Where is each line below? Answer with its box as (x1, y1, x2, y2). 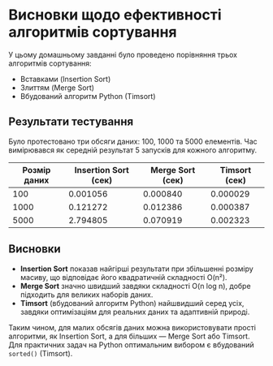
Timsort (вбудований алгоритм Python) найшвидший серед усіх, (19, 298, 245, 308)
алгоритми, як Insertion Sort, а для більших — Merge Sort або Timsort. (8, 331, 250, 341)
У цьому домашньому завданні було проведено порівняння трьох (8, 50, 238, 59)
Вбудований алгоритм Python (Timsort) (19, 91, 156, 101)
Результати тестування (8, 115, 134, 129)
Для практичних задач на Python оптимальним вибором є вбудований (8, 339, 254, 350)
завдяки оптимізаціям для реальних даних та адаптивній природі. (19, 307, 250, 316)
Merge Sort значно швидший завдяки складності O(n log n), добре (19, 281, 251, 291)
